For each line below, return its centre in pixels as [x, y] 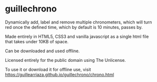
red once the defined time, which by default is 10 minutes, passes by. [74, 27]
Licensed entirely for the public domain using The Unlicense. [65, 60]
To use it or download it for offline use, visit [48, 69]
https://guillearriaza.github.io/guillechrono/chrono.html [60, 74]
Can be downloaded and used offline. [42, 51]
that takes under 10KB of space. [37, 41]
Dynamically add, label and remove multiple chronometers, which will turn [78, 22]
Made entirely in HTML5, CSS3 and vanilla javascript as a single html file [77, 36]
